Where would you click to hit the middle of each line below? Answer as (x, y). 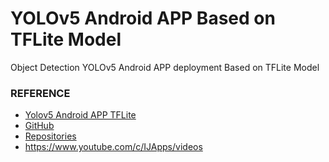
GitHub (39, 126)
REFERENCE (40, 93)
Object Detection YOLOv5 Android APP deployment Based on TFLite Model (165, 67)
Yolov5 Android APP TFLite (80, 115)
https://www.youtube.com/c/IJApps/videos (113, 147)
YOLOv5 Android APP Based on (143, 18)
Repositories (50, 136)
